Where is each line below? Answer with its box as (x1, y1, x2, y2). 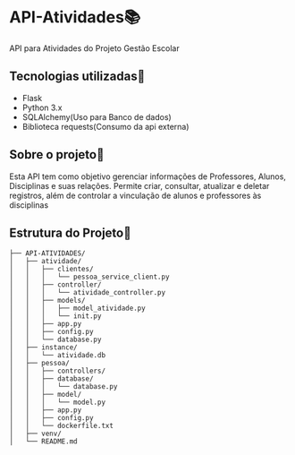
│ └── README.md (9, 437, 78, 446)
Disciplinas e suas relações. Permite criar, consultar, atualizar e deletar (9, 180, 270, 191)
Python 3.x (21, 102, 63, 113)
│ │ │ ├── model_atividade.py (9, 304, 146, 313)
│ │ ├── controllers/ (9, 366, 105, 376)
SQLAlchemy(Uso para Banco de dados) (21, 111, 172, 122)
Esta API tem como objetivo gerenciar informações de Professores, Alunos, (9, 171, 286, 182)
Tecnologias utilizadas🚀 (9, 69, 146, 84)
